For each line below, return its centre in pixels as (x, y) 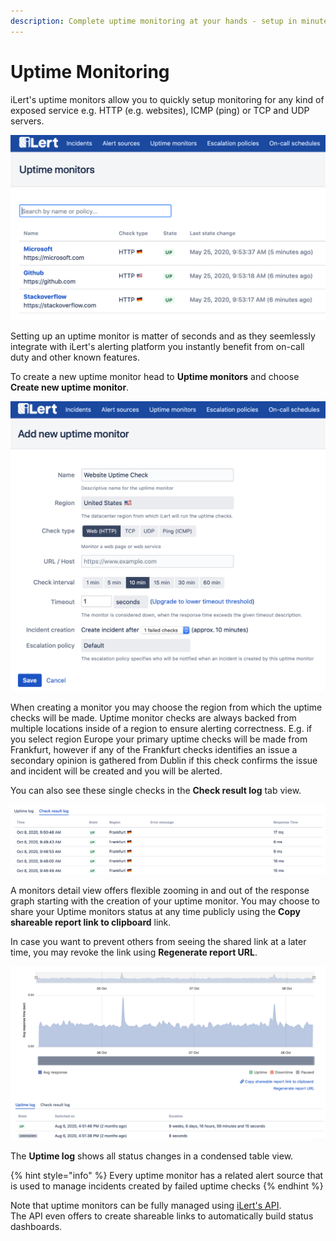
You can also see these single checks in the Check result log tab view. (156, 791)
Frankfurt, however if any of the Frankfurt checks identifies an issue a (154, 750)
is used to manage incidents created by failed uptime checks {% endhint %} (167, 1186)
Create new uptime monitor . (70, 387)
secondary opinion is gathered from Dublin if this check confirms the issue (164, 761)
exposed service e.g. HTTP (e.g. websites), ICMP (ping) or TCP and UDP (160, 110)
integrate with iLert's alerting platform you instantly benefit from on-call (157, 347)
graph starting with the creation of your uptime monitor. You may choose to (165, 901)
